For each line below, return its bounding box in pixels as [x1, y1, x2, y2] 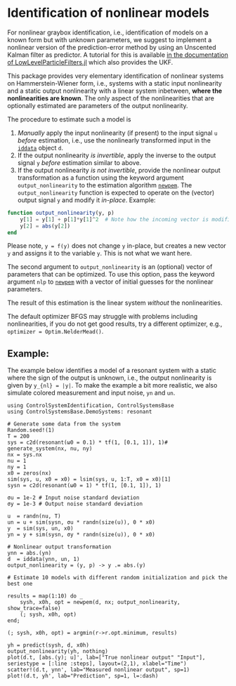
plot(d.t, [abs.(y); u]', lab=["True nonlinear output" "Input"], [7, 654, 206, 661]
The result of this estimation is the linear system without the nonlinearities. [7, 298, 223, 307]
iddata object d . [17, 143, 63, 152]
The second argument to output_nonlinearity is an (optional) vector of [7, 263, 213, 271]
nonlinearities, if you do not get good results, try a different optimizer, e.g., [7, 319, 223, 328]
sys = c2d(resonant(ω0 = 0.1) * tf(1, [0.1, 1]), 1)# [7, 439, 169, 447]
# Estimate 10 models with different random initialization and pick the [7, 574, 228, 581]
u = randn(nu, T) [7, 513, 61, 520]
